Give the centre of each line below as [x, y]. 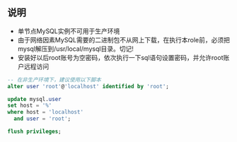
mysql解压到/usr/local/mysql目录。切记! [76, 49]
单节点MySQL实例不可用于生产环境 [69, 31]
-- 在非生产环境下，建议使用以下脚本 [54, 80]
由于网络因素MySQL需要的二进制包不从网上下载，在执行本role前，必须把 [123, 40]
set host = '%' [30, 106]
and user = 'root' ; [42, 119]
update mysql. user [34, 99]
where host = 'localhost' [45, 112]
